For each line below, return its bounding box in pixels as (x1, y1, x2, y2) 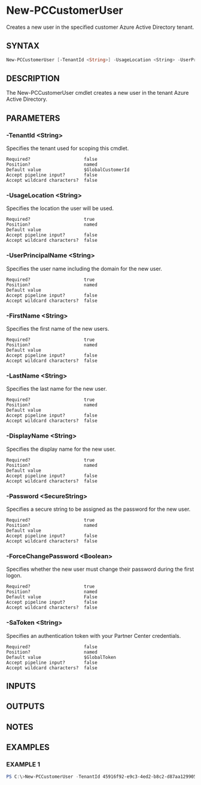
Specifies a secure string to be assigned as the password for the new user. (6, 505, 191, 513)
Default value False (6, 594, 98, 600)
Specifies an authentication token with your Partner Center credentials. (6, 632, 181, 639)
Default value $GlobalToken (6, 654, 117, 660)
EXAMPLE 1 (6, 760, 41, 768)
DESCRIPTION (6, 73, 60, 84)
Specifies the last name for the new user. (6, 385, 107, 392)
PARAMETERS (6, 113, 60, 123)
